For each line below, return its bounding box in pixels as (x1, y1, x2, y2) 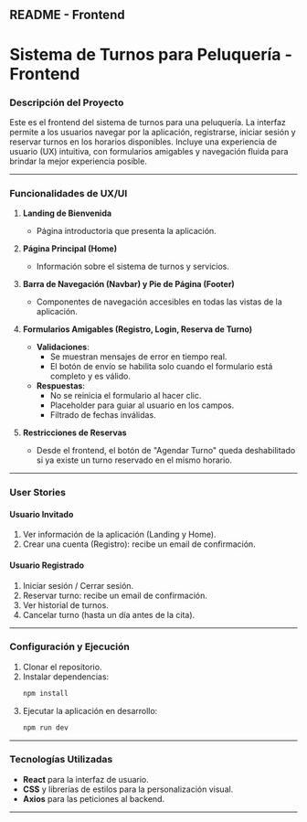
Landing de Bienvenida (22, 208, 112, 219)
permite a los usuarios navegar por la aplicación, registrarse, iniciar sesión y (9, 126, 296, 137)
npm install (22, 689, 69, 698)
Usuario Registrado (9, 560, 85, 571)
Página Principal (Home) (22, 243, 117, 254)
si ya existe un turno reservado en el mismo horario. (36, 454, 233, 465)
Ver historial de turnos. (22, 599, 110, 611)
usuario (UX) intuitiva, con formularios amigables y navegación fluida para (9, 145, 289, 156)
